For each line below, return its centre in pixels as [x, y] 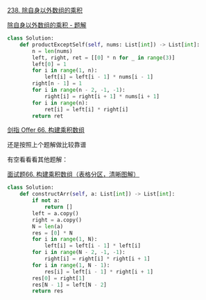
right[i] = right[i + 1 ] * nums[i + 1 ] [102, 96]
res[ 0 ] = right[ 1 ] [59, 278]
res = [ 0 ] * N [52, 233]
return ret [48, 116]
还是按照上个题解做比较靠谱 [47, 145]
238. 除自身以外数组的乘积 [45, 10]
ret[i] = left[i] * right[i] [86, 109]
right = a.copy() [57, 220]
